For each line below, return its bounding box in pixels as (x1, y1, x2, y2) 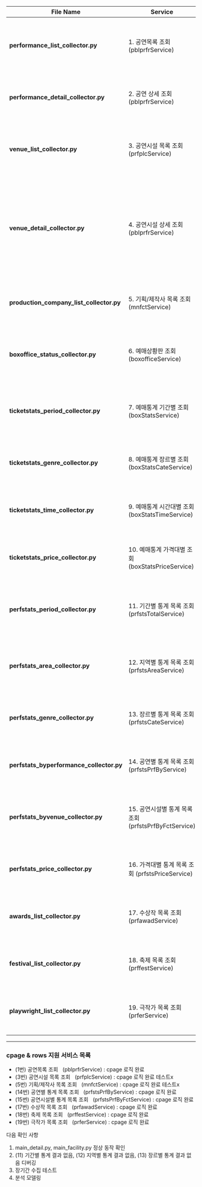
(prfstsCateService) (128, 718, 185, 726)
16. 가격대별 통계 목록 (128, 860, 188, 869)
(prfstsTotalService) (128, 610, 185, 618)
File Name (50, 8, 81, 16)
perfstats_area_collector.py (9, 662, 90, 670)
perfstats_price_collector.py (9, 865, 92, 873)
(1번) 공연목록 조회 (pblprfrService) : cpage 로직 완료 (14, 1066, 145, 1073)
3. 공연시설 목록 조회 (128, 141, 183, 150)
